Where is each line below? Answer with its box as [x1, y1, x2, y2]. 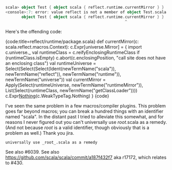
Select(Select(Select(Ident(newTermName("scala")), [5, 66, 117, 72]
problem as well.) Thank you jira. [5, 130, 74, 136]
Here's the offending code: [5, 28, 63, 34]
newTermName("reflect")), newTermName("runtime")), [5, 71, 122, 77]
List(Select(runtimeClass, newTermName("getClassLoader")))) [5, 87, 138, 93]
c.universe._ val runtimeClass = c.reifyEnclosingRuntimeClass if [5, 49, 140, 55]
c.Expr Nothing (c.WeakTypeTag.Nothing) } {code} [5, 93, 109, 99]
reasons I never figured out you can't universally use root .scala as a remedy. [5, 119, 167, 125]
